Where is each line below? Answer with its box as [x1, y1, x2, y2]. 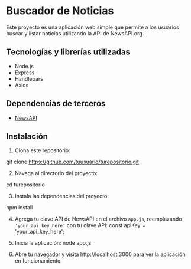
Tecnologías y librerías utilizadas [6, 47, 130, 57]
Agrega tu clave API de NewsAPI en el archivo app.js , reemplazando [14, 215, 182, 222]
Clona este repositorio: [14, 147, 70, 154]
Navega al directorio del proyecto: [14, 170, 98, 177]
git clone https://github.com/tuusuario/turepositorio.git [6, 158, 139, 166]
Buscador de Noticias [6, 4, 114, 18]
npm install [6, 204, 33, 211]
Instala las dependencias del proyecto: [14, 193, 109, 200]
